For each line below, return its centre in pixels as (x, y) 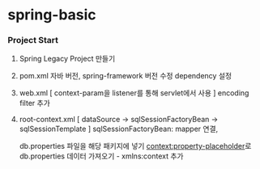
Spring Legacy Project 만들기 (67, 59)
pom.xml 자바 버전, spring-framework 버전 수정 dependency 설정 (126, 76)
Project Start (33, 40)
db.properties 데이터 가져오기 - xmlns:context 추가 (101, 156)
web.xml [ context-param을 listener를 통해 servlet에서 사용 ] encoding (134, 93)
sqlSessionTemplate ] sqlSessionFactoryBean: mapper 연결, (119, 129)
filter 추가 (34, 104)
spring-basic (52, 15)
